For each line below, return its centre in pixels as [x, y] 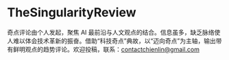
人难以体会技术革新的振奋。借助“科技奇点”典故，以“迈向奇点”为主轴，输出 [111, 41]
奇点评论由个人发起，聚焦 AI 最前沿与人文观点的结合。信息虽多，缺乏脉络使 [114, 32]
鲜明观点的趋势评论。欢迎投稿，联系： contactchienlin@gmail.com [106, 49]
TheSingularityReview [72, 13]
